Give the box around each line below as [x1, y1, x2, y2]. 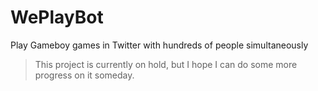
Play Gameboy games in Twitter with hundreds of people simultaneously [10, 39, 309, 51]
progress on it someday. [34, 69, 135, 81]
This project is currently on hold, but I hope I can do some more [34, 58, 298, 70]
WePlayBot [10, 6, 104, 29]
